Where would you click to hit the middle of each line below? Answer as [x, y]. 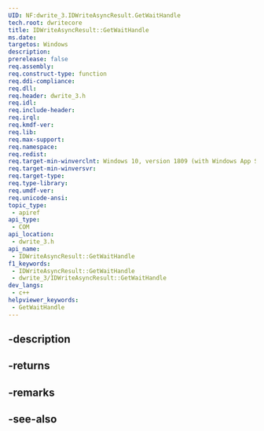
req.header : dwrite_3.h [47, 96]
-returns [29, 366]
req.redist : [27, 154]
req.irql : [24, 118]
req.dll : [22, 88]
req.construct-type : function [58, 74]
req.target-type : [37, 176]
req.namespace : [33, 147]
